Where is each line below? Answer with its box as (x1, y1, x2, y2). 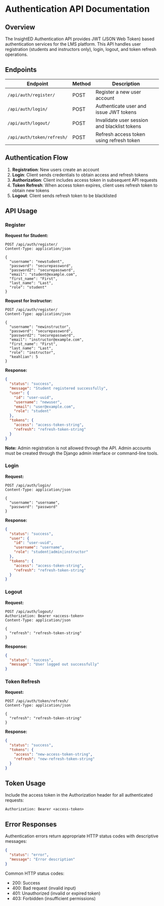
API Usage (5, 207, 38, 215)
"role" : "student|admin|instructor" (14, 550, 89, 555)
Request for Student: (5, 233, 49, 239)
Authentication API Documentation (5, 3, 150, 15)
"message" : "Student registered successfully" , (9, 386, 108, 391)
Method (72, 80, 91, 87)
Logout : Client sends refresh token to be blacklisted (12, 193, 117, 198)
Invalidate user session (95, 117, 148, 123)
